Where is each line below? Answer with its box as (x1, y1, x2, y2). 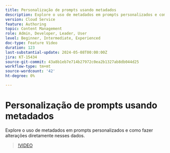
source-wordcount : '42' (5, 69, 56, 74)
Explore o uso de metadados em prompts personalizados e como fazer (5, 127, 153, 133)
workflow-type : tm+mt (5, 64, 51, 69)
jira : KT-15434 (5, 54, 37, 60)
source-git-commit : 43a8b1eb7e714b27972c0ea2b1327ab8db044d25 (5, 59, 139, 64)
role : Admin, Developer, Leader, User (5, 31, 87, 36)
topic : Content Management (5, 26, 62, 31)
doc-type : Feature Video (5, 41, 58, 46)
